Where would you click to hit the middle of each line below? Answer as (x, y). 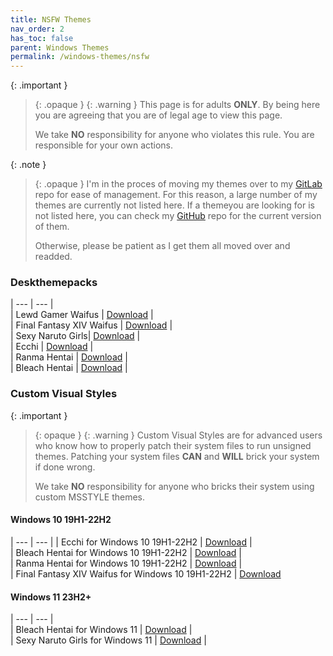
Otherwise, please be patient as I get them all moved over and (162, 246)
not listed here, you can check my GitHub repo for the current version (178, 216)
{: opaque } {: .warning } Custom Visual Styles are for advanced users (178, 435)
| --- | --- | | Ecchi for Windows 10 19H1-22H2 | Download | (131, 542)
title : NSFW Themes (51, 19)
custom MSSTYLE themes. (89, 497)
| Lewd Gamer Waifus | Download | (82, 315)
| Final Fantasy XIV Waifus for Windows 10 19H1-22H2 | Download (146, 573)
